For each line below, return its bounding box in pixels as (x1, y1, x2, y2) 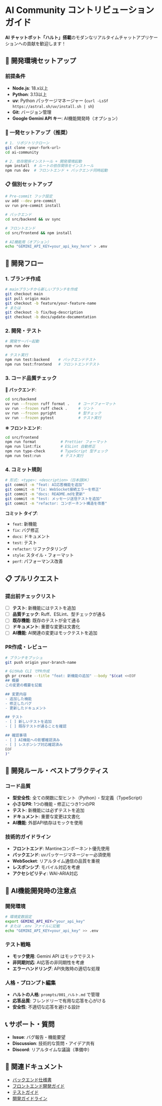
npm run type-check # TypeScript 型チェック (5, 449, 108, 454)
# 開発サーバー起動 (5, 339, 40, 344)
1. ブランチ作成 (5, 275, 41, 282)
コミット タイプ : (5, 510, 38, 516)
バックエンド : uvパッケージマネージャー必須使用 (12, 852, 111, 858)
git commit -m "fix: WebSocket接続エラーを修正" (5, 487, 102, 492)
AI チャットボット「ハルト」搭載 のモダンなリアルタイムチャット (5, 34, 137, 40)
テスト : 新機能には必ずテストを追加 (12, 807, 85, 813)
